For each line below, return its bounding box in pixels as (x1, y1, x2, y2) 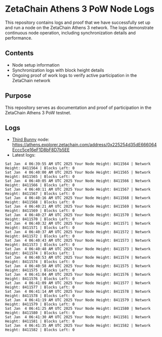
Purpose (5, 91, 32, 100)
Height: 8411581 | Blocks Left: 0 (5, 319, 75, 324)
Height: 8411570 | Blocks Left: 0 (5, 217, 75, 222)
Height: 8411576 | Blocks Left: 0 (5, 276, 75, 282)
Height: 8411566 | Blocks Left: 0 (5, 183, 75, 188)
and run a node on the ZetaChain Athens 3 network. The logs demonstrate (5, 24, 154, 30)
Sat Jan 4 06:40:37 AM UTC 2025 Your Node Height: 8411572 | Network (5, 230, 151, 234)
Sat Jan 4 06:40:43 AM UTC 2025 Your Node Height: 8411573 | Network (5, 238, 151, 243)
